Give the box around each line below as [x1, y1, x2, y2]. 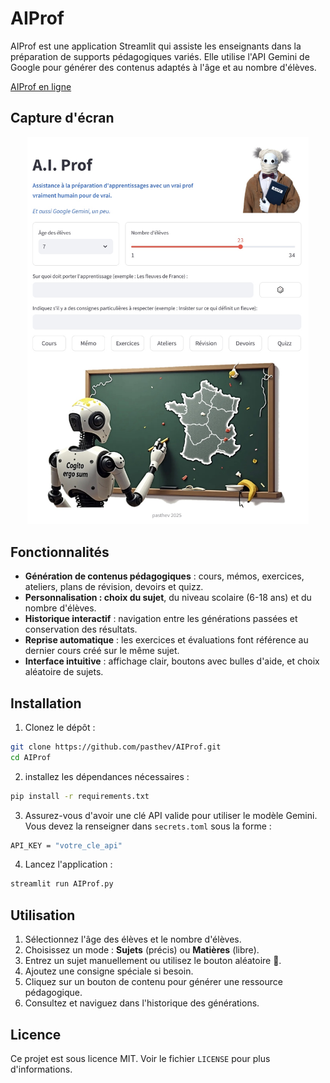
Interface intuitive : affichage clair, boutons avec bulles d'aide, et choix [24, 655, 320, 667]
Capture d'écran [10, 110, 115, 127]
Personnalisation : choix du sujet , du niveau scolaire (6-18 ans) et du [24, 592, 312, 604]
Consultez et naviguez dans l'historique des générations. [24, 997, 260, 1009]
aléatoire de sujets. [24, 666, 104, 678]
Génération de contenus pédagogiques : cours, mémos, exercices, [24, 570, 305, 582]
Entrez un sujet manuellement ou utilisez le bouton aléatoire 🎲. [24, 955, 282, 967]
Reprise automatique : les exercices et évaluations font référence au [24, 634, 309, 646]
